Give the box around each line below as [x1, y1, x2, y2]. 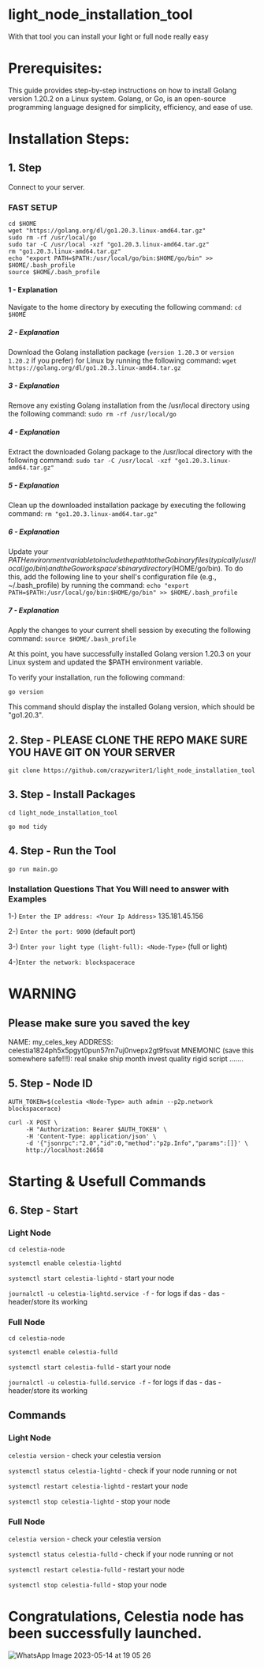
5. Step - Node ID [8, 1077, 93, 1090]
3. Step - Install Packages [8, 788, 136, 801]
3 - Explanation [8, 381, 61, 390]
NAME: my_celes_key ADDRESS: [8, 1037, 113, 1046]
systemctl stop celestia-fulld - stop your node [8, 1580, 167, 1589]
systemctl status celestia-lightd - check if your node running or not [8, 1466, 237, 1475]
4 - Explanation [8, 427, 61, 436]
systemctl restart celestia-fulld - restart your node [8, 1564, 185, 1574]
